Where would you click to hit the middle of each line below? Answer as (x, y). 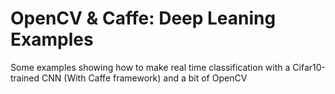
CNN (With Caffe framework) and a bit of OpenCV (144, 78)
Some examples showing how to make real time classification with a (150, 67)
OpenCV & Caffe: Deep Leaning (143, 18)
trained (25, 78)
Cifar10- (309, 67)
